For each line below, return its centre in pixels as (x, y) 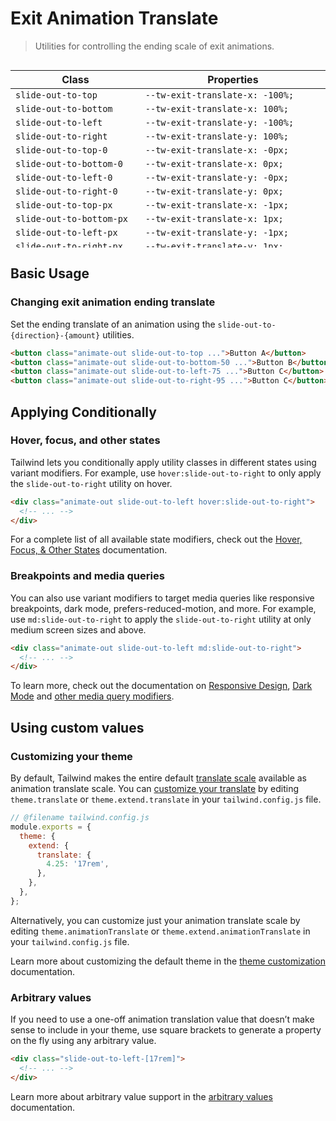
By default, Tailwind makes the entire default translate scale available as (158, 778)
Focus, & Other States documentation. (89, 550)
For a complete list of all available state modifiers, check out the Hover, (156, 539)
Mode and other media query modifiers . (92, 696)
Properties (233, 79)
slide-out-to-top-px (64, 205)
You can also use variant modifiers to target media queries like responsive (162, 598)
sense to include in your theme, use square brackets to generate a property (166, 1030)
